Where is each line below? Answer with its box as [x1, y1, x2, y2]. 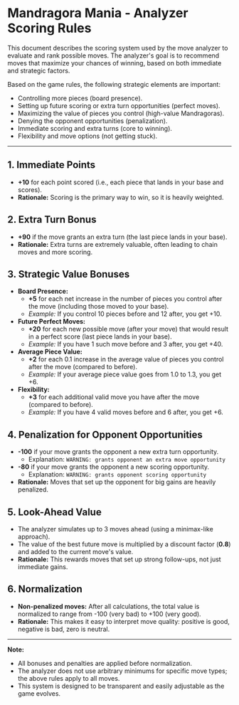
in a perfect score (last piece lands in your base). [28, 332, 172, 341]
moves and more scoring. [17, 248, 93, 256]
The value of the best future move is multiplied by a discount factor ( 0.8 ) [17, 540, 231, 548]
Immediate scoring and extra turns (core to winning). [17, 124, 173, 132]
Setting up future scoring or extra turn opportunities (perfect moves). [17, 101, 221, 110]
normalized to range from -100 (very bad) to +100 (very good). [17, 610, 201, 618]
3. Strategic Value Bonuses [7, 268, 130, 280]
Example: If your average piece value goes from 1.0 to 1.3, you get [28, 370, 222, 378]
